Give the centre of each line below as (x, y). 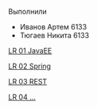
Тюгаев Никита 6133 (54, 35)
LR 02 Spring (30, 66)
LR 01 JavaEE (30, 51)
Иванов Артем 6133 (53, 27)
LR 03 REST (28, 82)
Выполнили (27, 12)
